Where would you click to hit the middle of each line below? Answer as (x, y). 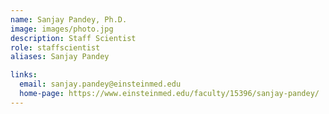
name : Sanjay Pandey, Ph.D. (69, 19)
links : (24, 75)
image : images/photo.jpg (62, 29)
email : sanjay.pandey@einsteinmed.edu (100, 84)
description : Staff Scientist (73, 38)
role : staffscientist (55, 47)
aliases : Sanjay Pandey (60, 57)
